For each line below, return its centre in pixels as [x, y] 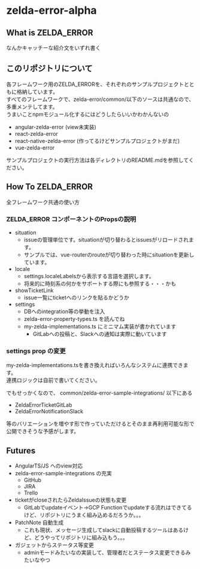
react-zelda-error [37, 133]
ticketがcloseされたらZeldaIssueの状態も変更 [71, 500]
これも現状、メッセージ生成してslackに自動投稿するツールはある [104, 530]
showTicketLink [34, 290]
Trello [31, 493]
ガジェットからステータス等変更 [54, 545]
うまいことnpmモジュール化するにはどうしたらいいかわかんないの [88, 114]
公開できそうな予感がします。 [43, 431]
